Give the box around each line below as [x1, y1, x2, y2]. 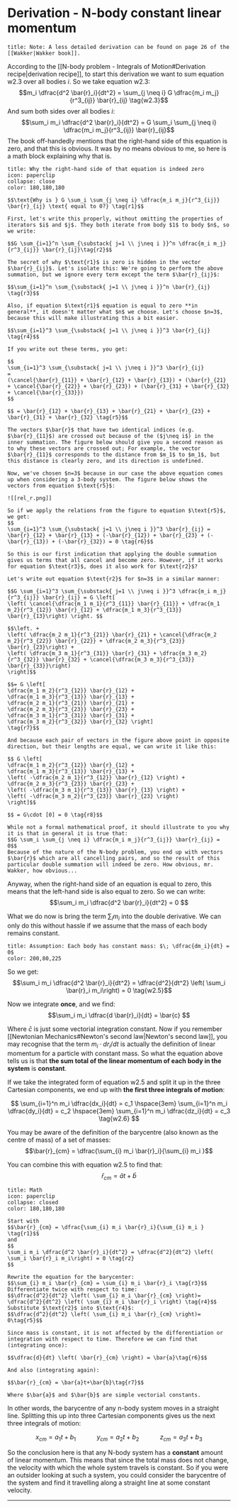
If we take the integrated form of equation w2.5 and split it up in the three [7, 1077, 221, 1086]
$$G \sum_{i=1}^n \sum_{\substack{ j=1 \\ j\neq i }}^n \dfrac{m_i [7, 240, 211, 247]
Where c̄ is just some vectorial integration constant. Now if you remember [7, 1024, 222, 1033]
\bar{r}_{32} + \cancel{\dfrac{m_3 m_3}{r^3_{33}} [42, 656, 195, 663]
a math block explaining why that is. [7, 151, 112, 160]
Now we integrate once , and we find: [7, 999, 115, 1008]
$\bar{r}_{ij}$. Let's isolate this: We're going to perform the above [7, 265, 223, 272]
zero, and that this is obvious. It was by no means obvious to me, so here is [7, 144, 227, 153]
